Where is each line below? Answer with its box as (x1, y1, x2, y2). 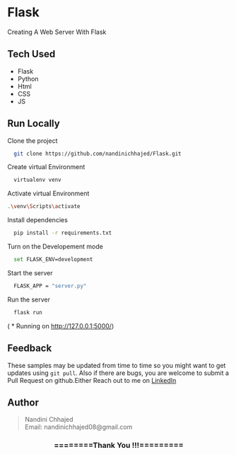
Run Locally (7, 117, 60, 129)
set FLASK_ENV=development (13, 256, 93, 263)
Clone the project (7, 136, 58, 145)
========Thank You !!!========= (54, 440, 184, 450)
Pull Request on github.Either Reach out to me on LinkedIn (7, 376, 177, 384)
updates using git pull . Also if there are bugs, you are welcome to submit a (7, 369, 230, 377)
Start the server (7, 268, 53, 277)
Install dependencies (7, 216, 69, 224)
